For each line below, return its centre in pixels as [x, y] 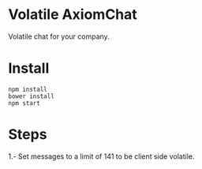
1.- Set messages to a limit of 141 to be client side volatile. [101, 156]
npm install [28, 89]
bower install [32, 96]
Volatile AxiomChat [73, 15]
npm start [24, 103]
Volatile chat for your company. [59, 36]
